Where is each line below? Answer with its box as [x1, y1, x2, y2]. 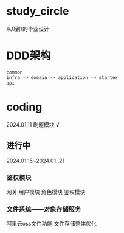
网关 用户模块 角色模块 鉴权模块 [6, 188, 86, 195]
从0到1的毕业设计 [6, 25, 50, 32]
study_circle [6, 4, 69, 18]
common [6, 69, 23, 75]
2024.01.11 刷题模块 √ [6, 120, 60, 128]
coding [6, 100, 43, 114]
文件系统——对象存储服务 [6, 205, 81, 214]
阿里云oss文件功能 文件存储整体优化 [6, 220, 97, 228]
